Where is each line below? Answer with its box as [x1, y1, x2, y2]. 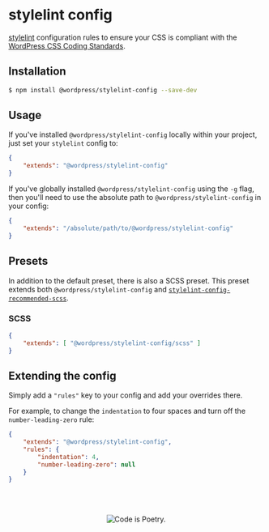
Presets [8, 254, 49, 268]
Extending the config [8, 368, 117, 382]
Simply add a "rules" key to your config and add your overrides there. [8, 390, 243, 400]
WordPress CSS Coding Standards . [8, 40, 126, 50]
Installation [8, 65, 66, 79]
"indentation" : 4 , [37, 453, 100, 461]
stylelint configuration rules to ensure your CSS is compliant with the [8, 32, 237, 42]
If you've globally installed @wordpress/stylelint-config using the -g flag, [8, 184, 255, 194]
